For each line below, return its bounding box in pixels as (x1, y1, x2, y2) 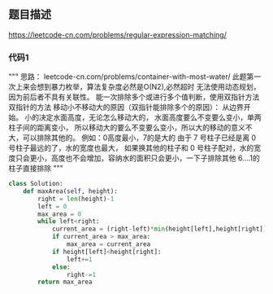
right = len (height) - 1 (37, 195, 115, 203)
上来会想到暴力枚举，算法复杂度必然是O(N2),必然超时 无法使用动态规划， (15, 82, 261, 92)
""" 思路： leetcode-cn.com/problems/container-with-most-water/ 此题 (8, 72, 247, 81)
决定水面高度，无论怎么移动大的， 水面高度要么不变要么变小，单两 (38, 112, 262, 122)
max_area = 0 (37, 210, 82, 218)
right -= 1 (66, 270, 96, 279)
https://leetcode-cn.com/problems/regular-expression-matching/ (8, 29, 227, 39)
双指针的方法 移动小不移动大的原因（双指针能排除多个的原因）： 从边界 (8, 103, 244, 112)
